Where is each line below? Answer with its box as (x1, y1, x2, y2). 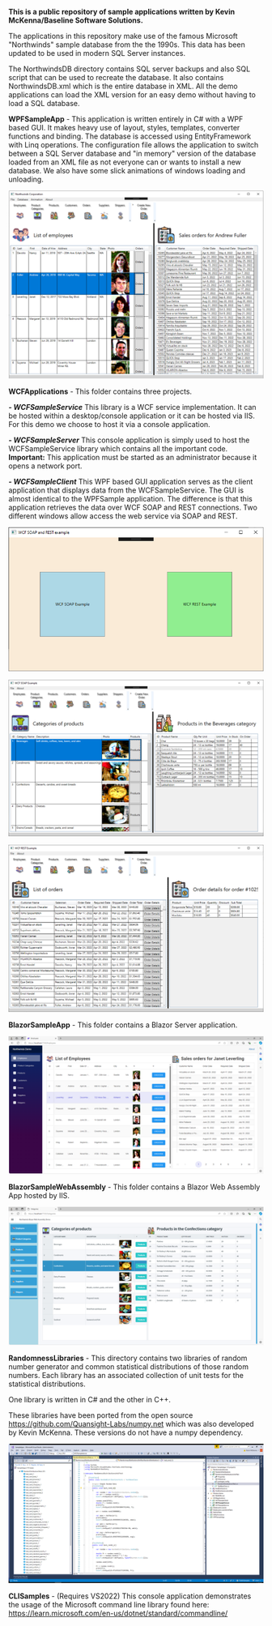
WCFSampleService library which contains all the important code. (8, 444, 228, 454)
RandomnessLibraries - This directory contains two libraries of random (8, 1353, 248, 1363)
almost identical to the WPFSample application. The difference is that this (8, 494, 253, 504)
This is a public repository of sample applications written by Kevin (8, 7, 236, 16)
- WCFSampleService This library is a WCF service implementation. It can (8, 403, 257, 412)
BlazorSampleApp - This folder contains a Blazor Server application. (8, 1020, 238, 1030)
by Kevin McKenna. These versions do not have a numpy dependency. (8, 1428, 244, 1437)
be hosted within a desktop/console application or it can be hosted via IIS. (8, 411, 255, 420)
